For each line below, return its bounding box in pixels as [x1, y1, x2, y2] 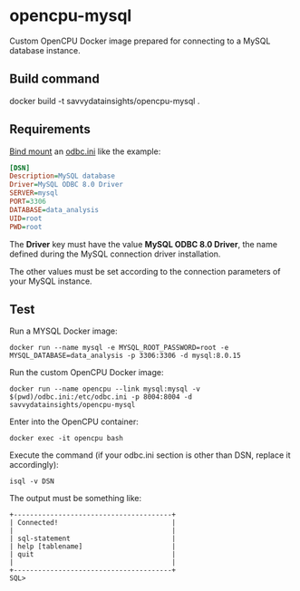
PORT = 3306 [9, 197, 47, 207]
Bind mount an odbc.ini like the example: [9, 146, 161, 157]
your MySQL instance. [9, 276, 92, 286]
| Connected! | [9, 518, 177, 528]
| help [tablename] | [9, 542, 177, 551]
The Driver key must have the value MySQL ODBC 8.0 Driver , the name [9, 238, 278, 249]
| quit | [9, 550, 177, 559]
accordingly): [9, 460, 59, 470]
